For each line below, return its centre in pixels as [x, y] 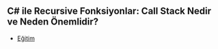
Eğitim [26, 38]
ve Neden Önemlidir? [53, 22]
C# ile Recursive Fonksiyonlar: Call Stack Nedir [109, 11]
